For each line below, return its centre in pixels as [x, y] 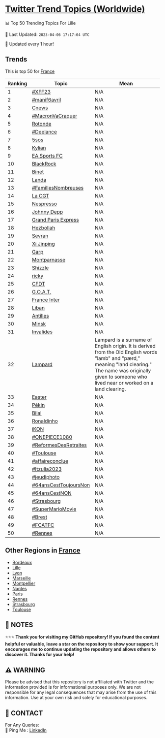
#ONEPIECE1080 [52, 437]
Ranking [17, 83]
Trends [16, 59]
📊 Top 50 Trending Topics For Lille [41, 23]
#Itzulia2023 [47, 469]
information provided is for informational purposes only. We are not [73, 687]
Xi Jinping [43, 244]
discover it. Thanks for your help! [40, 655]
